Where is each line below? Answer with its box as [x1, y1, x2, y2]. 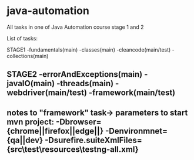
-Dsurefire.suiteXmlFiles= [44, 135, 143, 145]
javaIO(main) [6, 79, 55, 88]
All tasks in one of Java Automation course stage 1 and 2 [6, 23, 144, 30]
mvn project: [6, 117, 55, 127]
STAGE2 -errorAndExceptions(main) [6, 69, 143, 80]
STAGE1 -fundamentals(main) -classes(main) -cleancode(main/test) [6, 46, 171, 53]
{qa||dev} [6, 135, 44, 145]
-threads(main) [56, 79, 114, 88]
